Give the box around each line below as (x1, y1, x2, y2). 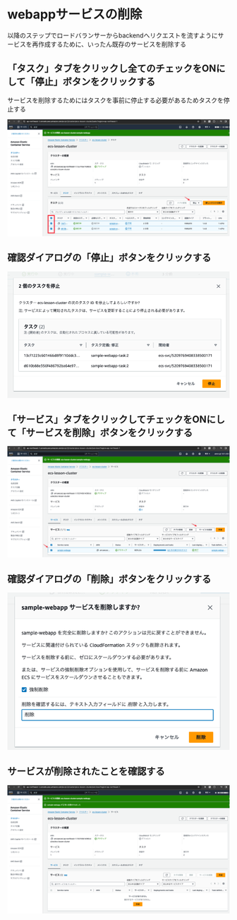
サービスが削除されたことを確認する (7, 765, 165, 777)
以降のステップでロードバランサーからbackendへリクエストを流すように (7, 31, 218, 40)
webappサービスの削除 (7, 6, 142, 23)
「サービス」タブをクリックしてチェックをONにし (7, 413, 226, 425)
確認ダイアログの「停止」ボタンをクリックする (7, 252, 212, 264)
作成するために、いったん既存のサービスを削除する (37, 40, 187, 48)
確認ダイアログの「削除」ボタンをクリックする (7, 573, 212, 585)
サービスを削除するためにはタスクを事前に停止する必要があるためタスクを (7, 96, 224, 104)
